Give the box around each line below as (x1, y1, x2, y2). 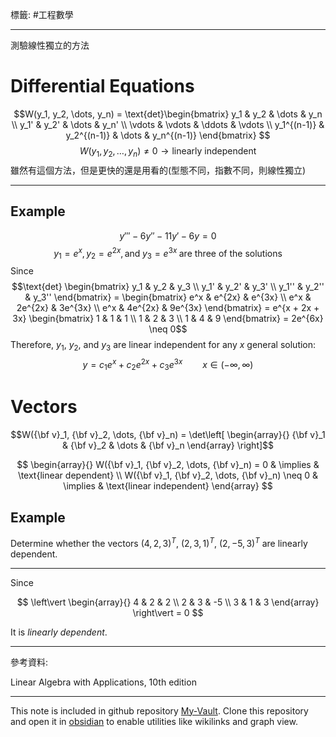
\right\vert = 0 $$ (132, 606, 204, 618)
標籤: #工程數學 (10, 9, 74, 20)
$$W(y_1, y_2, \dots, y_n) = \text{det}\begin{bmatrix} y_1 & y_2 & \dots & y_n (13, 108, 323, 120)
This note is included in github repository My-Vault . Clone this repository (10, 704, 309, 717)
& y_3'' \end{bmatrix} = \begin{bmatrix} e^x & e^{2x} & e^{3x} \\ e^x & (24, 291, 312, 303)
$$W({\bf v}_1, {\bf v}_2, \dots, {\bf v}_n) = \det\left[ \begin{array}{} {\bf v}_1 (10, 429, 326, 441)
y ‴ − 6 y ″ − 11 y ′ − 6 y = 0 (119, 229, 217, 242)
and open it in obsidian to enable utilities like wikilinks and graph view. (10, 715, 298, 727)
